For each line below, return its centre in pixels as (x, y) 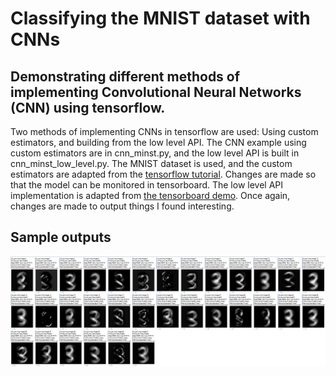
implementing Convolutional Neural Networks (156, 92)
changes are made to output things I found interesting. (122, 206)
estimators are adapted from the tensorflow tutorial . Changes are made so (163, 174)
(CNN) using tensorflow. (88, 107)
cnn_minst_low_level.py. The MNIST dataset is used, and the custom (151, 163)
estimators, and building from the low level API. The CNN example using (158, 142)
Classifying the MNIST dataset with (160, 18)
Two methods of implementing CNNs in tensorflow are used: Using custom (164, 131)
